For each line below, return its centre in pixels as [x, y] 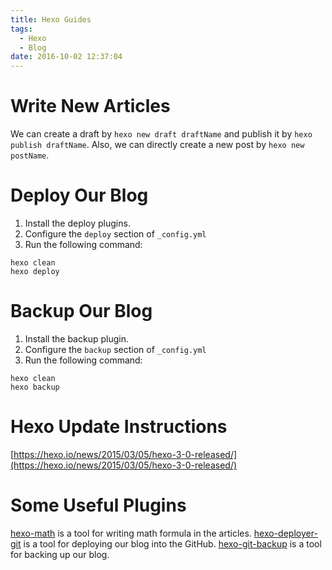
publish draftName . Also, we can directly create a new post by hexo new [157, 145]
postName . [30, 155]
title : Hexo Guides [51, 19]
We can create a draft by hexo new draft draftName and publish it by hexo [161, 134]
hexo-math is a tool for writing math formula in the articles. [131, 533]
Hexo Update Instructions [119, 427]
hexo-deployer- [285, 533]
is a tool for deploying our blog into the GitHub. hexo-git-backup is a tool [172, 543]
